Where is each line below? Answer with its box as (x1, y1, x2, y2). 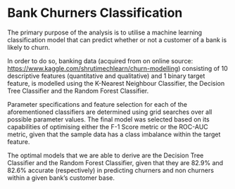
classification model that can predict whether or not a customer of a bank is (7, 35, 227, 44)
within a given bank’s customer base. (7, 174, 115, 182)
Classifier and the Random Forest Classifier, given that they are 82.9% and (7, 158, 224, 167)
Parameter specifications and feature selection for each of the (7, 100, 188, 108)
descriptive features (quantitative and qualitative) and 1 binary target (7, 72, 205, 80)
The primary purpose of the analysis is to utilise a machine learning (7, 28, 203, 37)
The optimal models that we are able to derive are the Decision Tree (7, 151, 204, 159)
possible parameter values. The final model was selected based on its (7, 115, 210, 124)
